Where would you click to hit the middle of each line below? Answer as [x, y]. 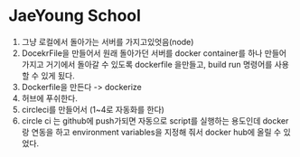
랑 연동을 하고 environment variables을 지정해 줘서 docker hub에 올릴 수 [151, 132]
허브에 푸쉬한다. [49, 98]
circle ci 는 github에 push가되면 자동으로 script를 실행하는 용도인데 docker [155, 120]
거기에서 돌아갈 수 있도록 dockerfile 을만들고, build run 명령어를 [159, 64]
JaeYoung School [75, 16]
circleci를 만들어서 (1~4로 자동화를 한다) [93, 109]
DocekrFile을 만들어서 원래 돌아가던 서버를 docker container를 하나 [142, 53]
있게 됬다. [58, 75]
